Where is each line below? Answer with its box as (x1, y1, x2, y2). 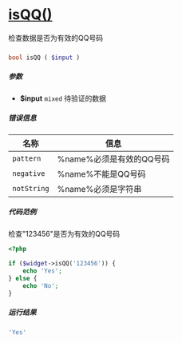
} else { (8, 274, 38, 283)
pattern (12, 154, 42, 163)
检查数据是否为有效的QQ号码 (8, 33, 104, 42)
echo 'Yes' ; (22, 267, 62, 275)
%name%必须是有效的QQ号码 (57, 154, 170, 165)
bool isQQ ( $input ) (8, 54, 81, 62)
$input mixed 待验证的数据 (19, 94, 106, 103)
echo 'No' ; (22, 282, 59, 290)
